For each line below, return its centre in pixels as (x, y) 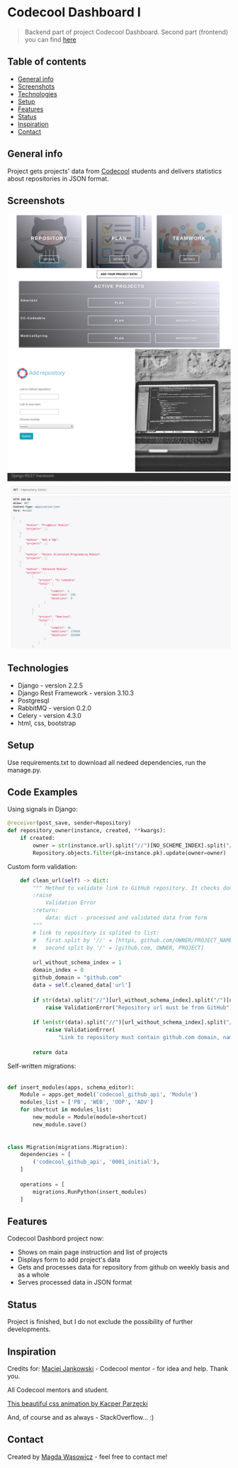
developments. (29, 1329)
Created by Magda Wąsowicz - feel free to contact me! (87, 1457)
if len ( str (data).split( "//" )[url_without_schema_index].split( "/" (134, 1022)
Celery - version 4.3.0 (49, 715)
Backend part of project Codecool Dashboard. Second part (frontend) (126, 32)
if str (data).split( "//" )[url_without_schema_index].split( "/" (128, 1000)
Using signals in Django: (42, 809)
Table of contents (47, 62)
